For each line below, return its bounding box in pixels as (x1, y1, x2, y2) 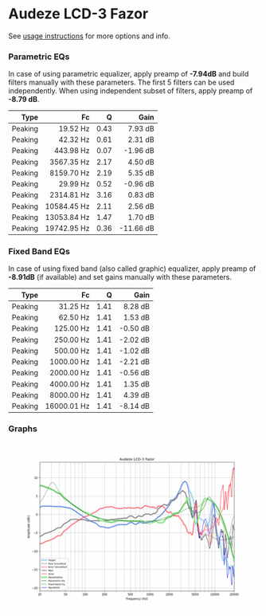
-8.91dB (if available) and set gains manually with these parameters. (8, 273, 233, 282)
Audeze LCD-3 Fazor (8, 5, 149, 23)
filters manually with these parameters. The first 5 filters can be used (8, 77, 235, 88)
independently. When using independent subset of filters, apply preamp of (8, 86, 253, 96)
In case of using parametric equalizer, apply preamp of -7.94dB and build (8, 69, 249, 79)
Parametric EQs (8, 51, 70, 62)
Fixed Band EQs (8, 245, 70, 257)
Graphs (8, 423, 37, 434)
